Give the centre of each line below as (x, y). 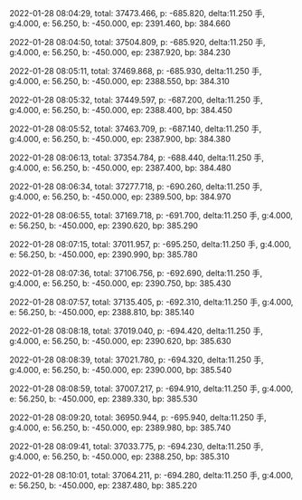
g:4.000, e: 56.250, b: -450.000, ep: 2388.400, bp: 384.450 (121, 110)
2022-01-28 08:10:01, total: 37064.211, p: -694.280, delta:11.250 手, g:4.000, (151, 475)
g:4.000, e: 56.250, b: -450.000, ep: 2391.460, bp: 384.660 (120, 24)
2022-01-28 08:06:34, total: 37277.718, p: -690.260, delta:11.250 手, (136, 187)
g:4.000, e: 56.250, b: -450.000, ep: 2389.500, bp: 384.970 (120, 197)
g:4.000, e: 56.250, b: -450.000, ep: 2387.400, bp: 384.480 (121, 168)
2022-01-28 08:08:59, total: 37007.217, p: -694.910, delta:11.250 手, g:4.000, (151, 389)
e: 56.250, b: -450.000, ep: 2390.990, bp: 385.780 (104, 255)
